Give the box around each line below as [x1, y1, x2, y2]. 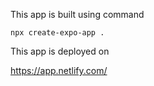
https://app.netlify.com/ [10, 65, 108, 76]
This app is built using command [10, 9, 145, 20]
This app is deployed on [10, 45, 110, 57]
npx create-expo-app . [10, 28, 105, 38]
